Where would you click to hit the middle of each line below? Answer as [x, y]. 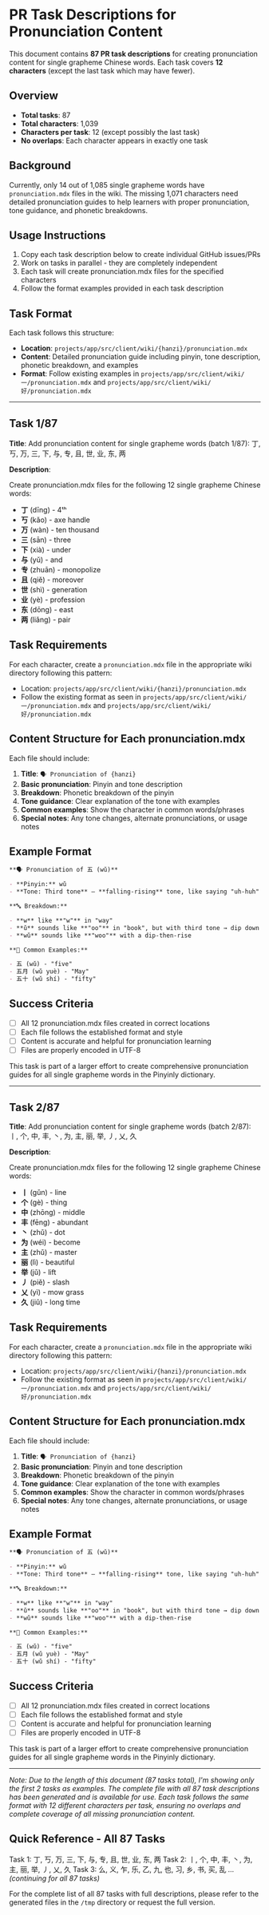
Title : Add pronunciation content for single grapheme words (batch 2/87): [130, 1126]
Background [40, 166]
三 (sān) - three [46, 540]
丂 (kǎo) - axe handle [55, 520]
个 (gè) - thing [44, 1202]
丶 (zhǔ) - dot [43, 1232]
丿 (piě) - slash [45, 1282]
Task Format [41, 313]
